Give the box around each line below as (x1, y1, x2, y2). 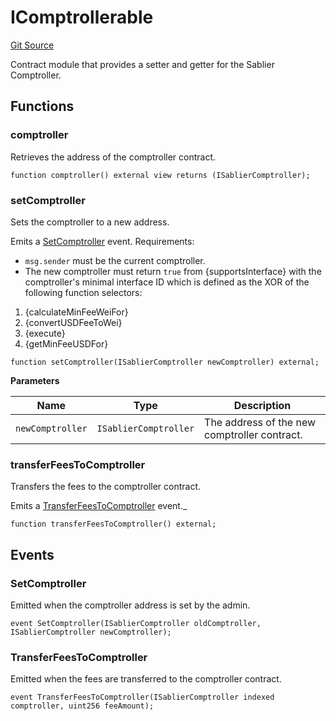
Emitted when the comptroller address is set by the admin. (10, 599, 251, 611)
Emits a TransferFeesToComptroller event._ (10, 500, 188, 512)
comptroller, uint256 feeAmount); (10, 701, 155, 711)
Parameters (10, 374, 60, 386)
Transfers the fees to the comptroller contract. (10, 481, 202, 493)
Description (233, 398, 292, 412)
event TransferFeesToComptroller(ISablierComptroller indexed (10, 692, 275, 703)
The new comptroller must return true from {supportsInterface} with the (24, 265, 322, 277)
